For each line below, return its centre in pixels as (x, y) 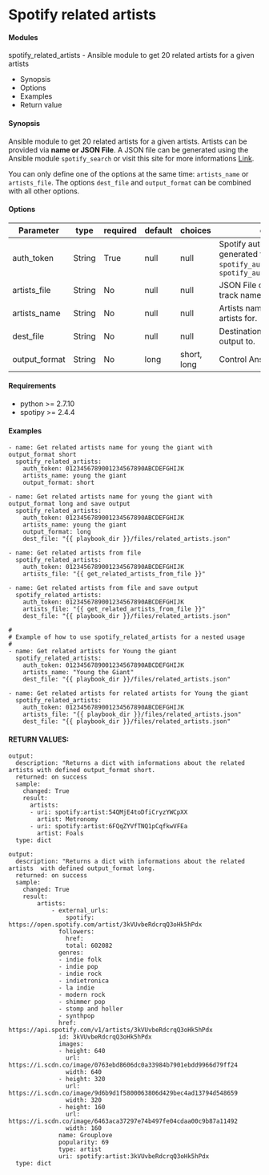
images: (71, 1044)
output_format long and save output (69, 504)
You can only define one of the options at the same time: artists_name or (128, 173)
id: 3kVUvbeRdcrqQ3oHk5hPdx (105, 1037)
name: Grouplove (86, 1136)
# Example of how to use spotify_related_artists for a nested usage (127, 637)
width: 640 (84, 1072)
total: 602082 (89, 946)
